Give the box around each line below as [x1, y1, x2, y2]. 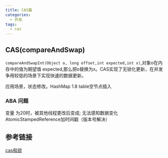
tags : [5, 21, 17, 27]
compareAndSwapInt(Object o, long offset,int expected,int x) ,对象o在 [5, 59, 158, 65]
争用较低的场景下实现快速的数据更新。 [5, 72, 86, 78]
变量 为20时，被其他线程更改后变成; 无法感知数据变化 [5, 110, 118, 116]
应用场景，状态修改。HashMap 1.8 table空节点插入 [5, 83, 112, 89]
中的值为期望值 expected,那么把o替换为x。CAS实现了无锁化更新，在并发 [9, 66, 163, 72]
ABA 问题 [5, 97, 29, 104]
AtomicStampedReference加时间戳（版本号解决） [5, 116, 110, 123]
